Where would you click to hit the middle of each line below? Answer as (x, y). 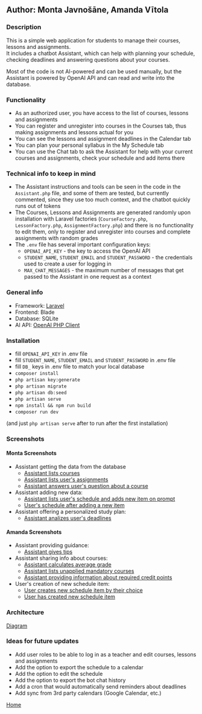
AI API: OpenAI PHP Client (47, 325)
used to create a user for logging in (68, 264)
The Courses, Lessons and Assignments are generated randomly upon (103, 213)
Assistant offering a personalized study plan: (71, 511)
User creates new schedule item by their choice (83, 590)
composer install (37, 373)
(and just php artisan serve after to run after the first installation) (87, 423)
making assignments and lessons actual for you (74, 132)
